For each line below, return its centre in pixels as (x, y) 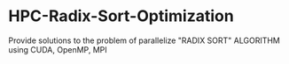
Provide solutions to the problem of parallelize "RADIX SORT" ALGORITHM (144, 40)
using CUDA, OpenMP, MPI (58, 49)
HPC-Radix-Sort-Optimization (121, 16)
